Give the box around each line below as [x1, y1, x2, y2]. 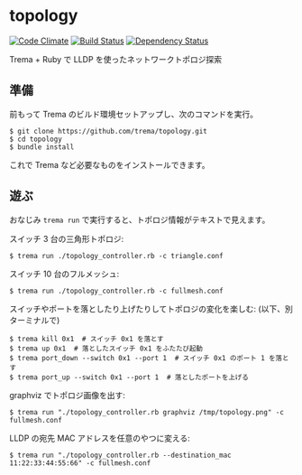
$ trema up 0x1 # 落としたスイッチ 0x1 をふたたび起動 [9, 344, 204, 353]
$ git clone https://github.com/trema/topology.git [9, 126, 207, 135]
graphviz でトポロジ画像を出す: [9, 389, 126, 400]
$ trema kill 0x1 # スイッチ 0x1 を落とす [9, 334, 164, 343]
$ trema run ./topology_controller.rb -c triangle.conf [9, 251, 224, 260]
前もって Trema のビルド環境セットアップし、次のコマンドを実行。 [9, 108, 259, 119]
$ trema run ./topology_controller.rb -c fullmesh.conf [9, 286, 224, 295]
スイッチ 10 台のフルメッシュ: [9, 268, 120, 279]
